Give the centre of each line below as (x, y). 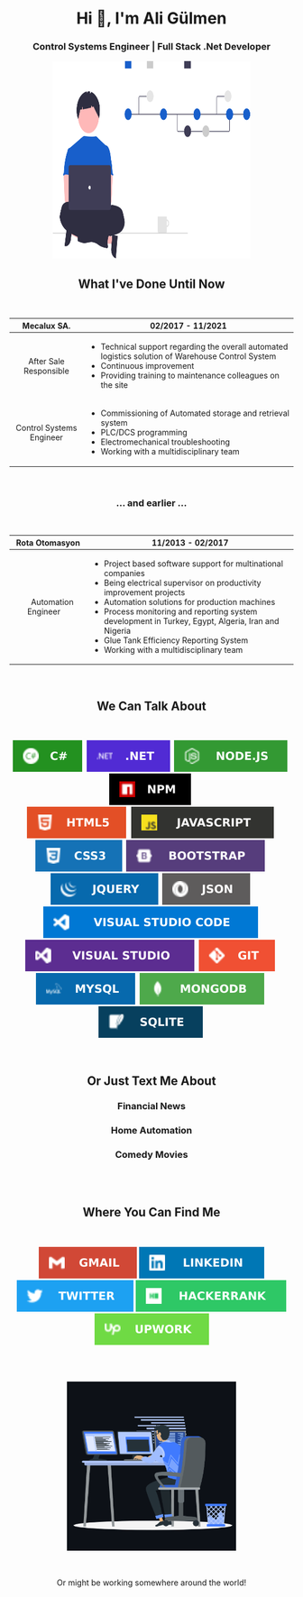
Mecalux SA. (46, 326)
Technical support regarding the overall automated (194, 347)
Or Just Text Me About (151, 1081)
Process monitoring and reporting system (180, 611)
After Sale (46, 361)
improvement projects (144, 592)
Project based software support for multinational (193, 564)
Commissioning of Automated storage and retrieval (195, 413)
